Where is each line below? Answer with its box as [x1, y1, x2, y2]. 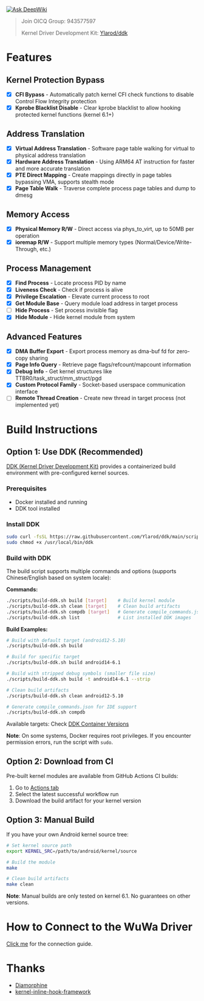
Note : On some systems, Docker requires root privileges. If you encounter [6, 732, 191, 740]
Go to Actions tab [15, 784, 59, 791]
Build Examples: [6, 625, 48, 633]
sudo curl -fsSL [6, 534, 47, 540]
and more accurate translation [15, 165, 91, 173]
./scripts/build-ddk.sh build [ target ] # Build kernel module [6, 597, 175, 604]
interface [15, 388, 38, 395]
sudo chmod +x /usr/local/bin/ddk [6, 539, 94, 545]
